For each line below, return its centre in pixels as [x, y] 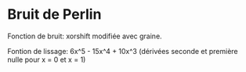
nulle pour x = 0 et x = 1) [47, 59]
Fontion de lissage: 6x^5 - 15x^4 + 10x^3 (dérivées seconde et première [123, 51]
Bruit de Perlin [54, 14]
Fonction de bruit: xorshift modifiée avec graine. [85, 36]
